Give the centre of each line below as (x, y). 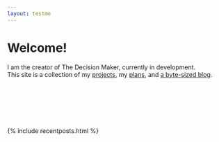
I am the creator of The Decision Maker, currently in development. (102, 67)
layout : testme (29, 14)
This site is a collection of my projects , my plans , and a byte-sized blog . (110, 74)
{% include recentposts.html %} (53, 131)
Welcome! (37, 47)
